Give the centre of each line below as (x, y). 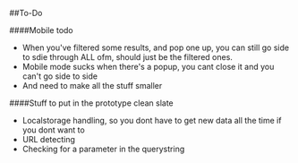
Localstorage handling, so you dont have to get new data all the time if (152, 120)
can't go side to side (60, 76)
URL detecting (49, 139)
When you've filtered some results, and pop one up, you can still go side (155, 47)
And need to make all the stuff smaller (92, 86)
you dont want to (53, 130)
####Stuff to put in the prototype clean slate (92, 103)
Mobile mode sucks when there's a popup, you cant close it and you (148, 67)
